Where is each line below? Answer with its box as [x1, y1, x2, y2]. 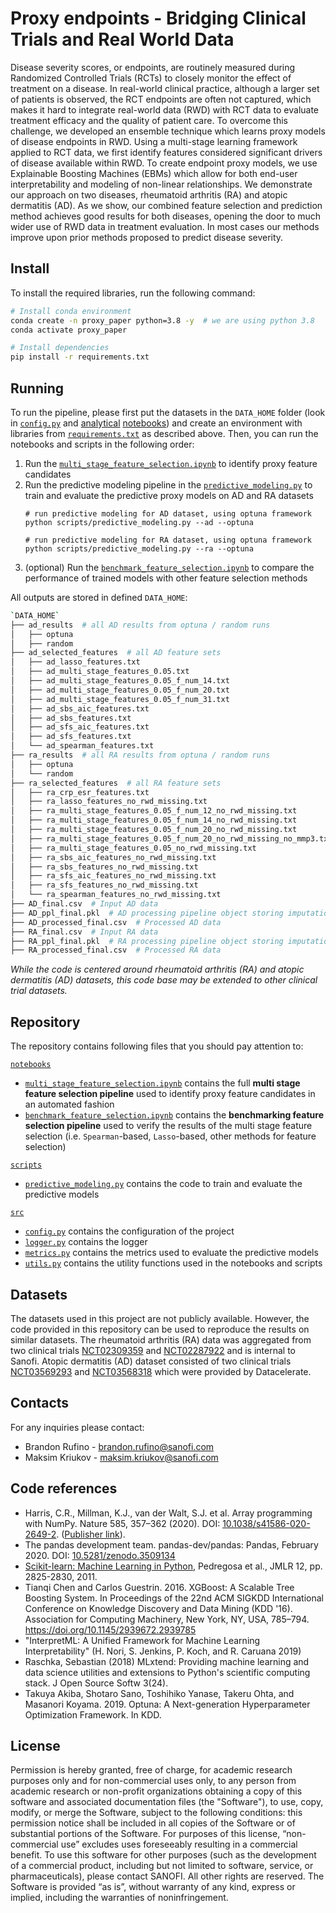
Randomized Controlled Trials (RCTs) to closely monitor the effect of [10, 72, 292, 84]
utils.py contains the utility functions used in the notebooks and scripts [24, 1257, 323, 1269]
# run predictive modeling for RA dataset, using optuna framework [24, 535, 312, 545]
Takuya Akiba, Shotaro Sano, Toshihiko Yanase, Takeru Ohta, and [24, 1687, 295, 1699]
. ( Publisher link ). [56, 1528, 126, 1540]
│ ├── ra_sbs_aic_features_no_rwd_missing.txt [10, 852, 217, 862]
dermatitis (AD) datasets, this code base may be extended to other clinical [10, 974, 318, 986]
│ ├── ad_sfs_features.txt [10, 732, 132, 742]
